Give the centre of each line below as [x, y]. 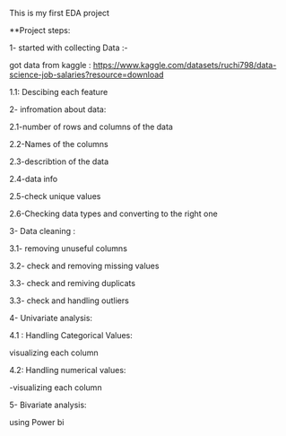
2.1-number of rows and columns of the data [91, 126]
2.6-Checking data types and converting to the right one [113, 214]
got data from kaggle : [50, 65]
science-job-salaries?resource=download [87, 74]
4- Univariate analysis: [51, 318]
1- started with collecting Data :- [69, 48]
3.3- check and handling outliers [69, 301]
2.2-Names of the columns [59, 144]
